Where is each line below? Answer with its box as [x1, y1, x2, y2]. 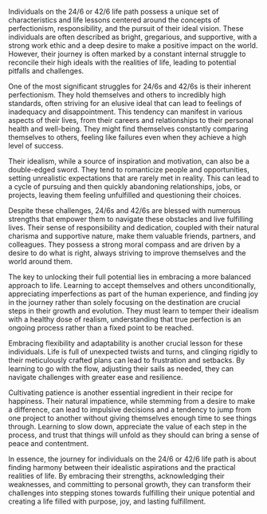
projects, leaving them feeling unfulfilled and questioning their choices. [8, 191, 241, 200]
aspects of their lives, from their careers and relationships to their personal [8, 116, 253, 125]
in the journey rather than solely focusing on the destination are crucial [8, 298, 241, 306]
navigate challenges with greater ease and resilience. [8, 373, 183, 382]
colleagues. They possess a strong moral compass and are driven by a [8, 239, 241, 249]
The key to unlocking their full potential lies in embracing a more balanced [8, 272, 251, 282]
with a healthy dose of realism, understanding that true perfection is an [8, 314, 241, 324]
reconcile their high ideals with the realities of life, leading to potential [8, 57, 237, 67]
